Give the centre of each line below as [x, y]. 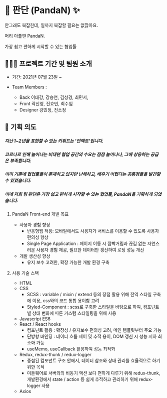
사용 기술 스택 [25, 273]
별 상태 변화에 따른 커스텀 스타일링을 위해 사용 [71, 313]
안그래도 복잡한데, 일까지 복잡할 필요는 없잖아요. [51, 25]
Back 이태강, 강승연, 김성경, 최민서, [54, 97]
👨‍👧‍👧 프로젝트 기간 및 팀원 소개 [48, 64]
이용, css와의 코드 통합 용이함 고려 [66, 301]
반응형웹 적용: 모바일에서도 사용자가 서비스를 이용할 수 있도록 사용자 [93, 231]
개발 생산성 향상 [35, 256]
